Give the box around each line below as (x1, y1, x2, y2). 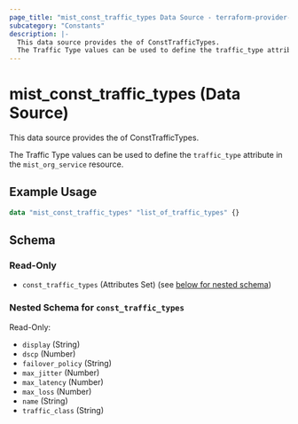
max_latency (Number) (21, 376, 104, 387)
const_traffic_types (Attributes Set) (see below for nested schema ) (21, 279, 272, 290)
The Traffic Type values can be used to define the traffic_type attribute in (9, 150, 283, 161)
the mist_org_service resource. (9, 159, 124, 169)
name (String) (21, 396, 68, 406)
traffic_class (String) (21, 404, 105, 415)
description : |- (9, 29, 69, 38)
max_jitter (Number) (21, 367, 100, 378)
